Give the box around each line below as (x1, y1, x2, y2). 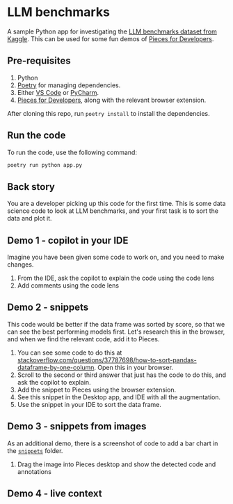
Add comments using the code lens (17, 281, 120, 290)
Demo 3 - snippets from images (7, 420, 147, 433)
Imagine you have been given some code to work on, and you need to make (7, 253, 225, 262)
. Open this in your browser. (93, 363, 174, 371)
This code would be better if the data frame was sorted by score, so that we (7, 320, 225, 328)
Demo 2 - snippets (7, 302, 89, 313)
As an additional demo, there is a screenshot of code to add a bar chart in (7, 439, 218, 447)
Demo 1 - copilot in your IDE (7, 235, 129, 246)
